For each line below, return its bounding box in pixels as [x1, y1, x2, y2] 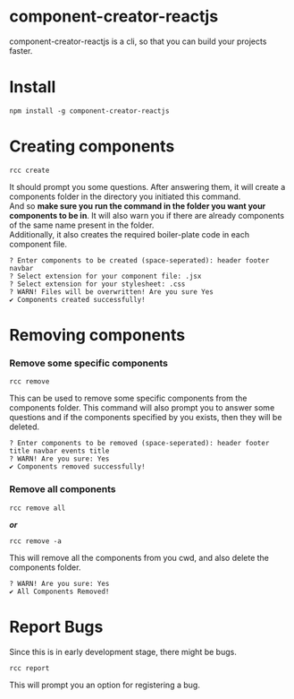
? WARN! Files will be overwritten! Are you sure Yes [9, 287, 214, 297]
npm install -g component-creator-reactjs [9, 106, 170, 116]
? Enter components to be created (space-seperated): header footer [9, 255, 270, 265]
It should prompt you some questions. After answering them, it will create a [9, 181, 286, 192]
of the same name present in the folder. [9, 220, 155, 230]
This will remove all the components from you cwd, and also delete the [9, 552, 270, 563]
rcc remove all [9, 504, 66, 513]
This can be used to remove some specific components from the [9, 393, 248, 404]
